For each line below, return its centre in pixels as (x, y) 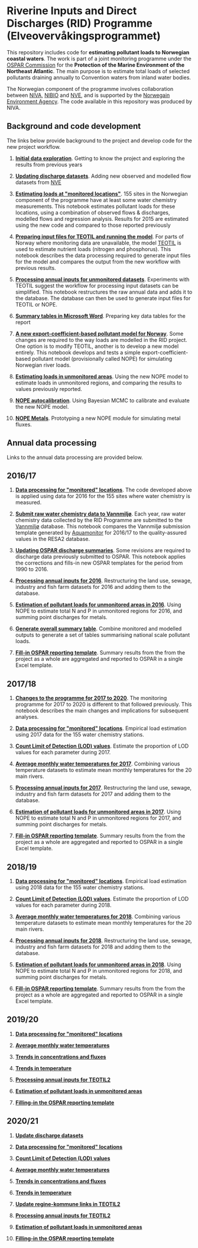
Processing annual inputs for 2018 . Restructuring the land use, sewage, (103, 941)
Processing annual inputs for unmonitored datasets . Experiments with (102, 279)
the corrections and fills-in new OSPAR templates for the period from (99, 563)
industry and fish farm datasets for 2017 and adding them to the (93, 794)
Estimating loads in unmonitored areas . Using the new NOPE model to (102, 376)
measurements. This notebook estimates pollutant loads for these (95, 206)
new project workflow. (34, 146)
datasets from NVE (38, 182)
